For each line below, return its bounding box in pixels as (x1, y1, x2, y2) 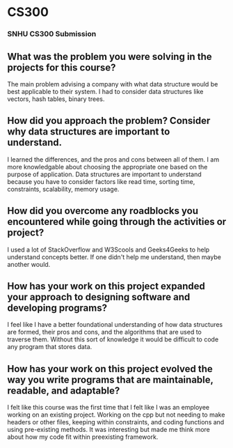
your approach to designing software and (7, 291, 191, 303)
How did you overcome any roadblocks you (7, 205, 198, 217)
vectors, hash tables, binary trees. (7, 95, 105, 103)
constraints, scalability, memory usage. (7, 185, 120, 193)
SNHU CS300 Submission (7, 29, 97, 39)
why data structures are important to (7, 126, 170, 138)
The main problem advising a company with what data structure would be (7, 79, 218, 88)
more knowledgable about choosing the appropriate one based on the (7, 162, 208, 171)
